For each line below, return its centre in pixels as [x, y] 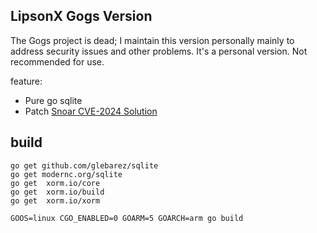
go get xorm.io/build [57, 192]
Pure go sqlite [53, 100]
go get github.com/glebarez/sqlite [84, 165]
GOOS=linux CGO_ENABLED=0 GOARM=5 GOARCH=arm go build [127, 218]
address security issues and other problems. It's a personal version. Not [159, 51]
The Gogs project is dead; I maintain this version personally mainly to [152, 40]
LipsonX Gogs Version [81, 16]
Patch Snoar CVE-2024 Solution [91, 111]
